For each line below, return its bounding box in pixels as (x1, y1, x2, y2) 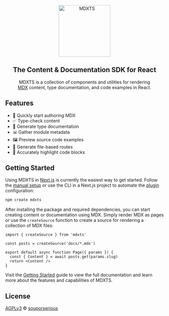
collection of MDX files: (5, 222, 54, 228)
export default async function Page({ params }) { (5, 250, 114, 255)
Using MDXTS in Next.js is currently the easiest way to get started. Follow (5, 177, 158, 183)
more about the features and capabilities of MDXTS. (5, 277, 113, 283)
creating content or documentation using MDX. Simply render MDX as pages (5, 212, 164, 218)
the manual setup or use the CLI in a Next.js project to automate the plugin (5, 182, 159, 188)
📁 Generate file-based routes (12, 143, 73, 150)
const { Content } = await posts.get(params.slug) (10, 254, 118, 260)
